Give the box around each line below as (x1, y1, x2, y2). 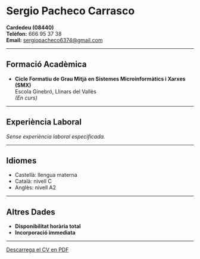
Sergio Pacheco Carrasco (6, 4, 135, 18)
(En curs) (14, 94, 37, 101)
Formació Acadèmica (6, 60, 87, 70)
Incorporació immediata (14, 229, 76, 236)
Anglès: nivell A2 (14, 184, 57, 191)
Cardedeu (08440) (6, 24, 54, 31)
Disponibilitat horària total (14, 223, 82, 230)
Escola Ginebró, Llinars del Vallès (14, 88, 97, 95)
